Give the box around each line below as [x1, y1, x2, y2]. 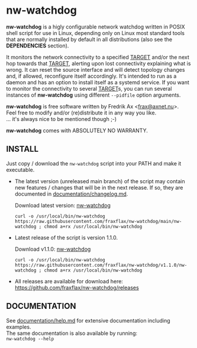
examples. [6, 323, 31, 330]
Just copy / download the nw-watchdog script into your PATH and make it [6, 159, 182, 167]
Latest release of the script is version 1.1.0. [14, 234, 118, 241]
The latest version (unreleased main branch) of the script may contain [14, 177, 185, 184]
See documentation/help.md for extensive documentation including [6, 317, 170, 324]
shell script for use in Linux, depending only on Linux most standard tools [6, 29, 185, 36]
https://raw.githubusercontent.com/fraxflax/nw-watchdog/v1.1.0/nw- [14, 262, 188, 268]
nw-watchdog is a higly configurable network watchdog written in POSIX [6, 23, 185, 30]
